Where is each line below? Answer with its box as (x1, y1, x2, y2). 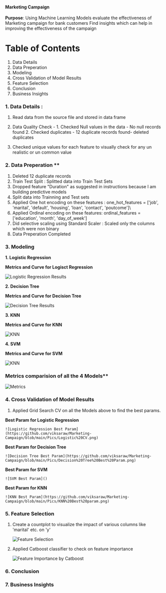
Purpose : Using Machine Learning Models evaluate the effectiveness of (5, 15, 152, 21)
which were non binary (12, 225, 59, 231)
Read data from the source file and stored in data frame (12, 114, 126, 120)
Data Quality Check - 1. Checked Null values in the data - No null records (12, 124, 161, 130)
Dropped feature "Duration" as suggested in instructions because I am (12, 183, 156, 189)
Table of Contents (5, 43, 80, 54)
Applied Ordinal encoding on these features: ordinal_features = (12, 210, 141, 216)
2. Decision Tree (5, 283, 40, 289)
